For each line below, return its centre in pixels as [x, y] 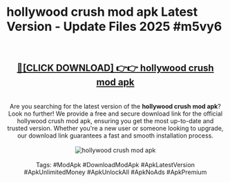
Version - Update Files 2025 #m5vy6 [114, 26]
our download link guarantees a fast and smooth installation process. [115, 136]
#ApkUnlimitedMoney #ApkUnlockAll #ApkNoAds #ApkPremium [115, 172]
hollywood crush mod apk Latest [102, 12]
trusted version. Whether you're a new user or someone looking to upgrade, [115, 128]
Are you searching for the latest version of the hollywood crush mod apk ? [115, 106]
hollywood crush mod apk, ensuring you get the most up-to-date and [115, 120]
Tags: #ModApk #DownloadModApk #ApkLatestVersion [115, 164]
